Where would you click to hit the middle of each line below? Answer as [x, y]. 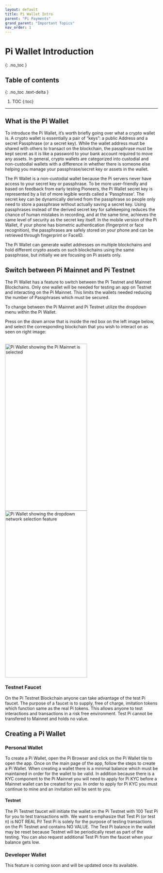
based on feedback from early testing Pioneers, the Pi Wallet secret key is [79, 189]
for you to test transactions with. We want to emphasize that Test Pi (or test [80, 816]
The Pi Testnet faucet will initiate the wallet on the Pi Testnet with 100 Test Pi [81, 811]
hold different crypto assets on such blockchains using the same [70, 250]
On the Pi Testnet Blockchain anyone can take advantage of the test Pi [75, 698]
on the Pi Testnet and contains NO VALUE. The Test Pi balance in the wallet [80, 826]
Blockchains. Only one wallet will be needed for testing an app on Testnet [78, 287]
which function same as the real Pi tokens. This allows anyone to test [74, 708]
